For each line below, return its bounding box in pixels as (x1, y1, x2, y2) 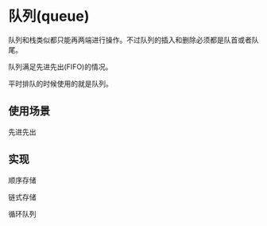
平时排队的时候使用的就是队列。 (8, 79, 113, 88)
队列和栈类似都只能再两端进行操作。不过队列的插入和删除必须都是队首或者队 (8, 35, 259, 45)
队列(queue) (8, 7, 90, 25)
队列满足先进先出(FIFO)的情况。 (8, 61, 113, 72)
